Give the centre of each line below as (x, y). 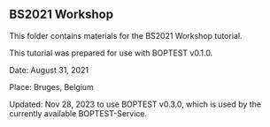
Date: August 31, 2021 (49, 70)
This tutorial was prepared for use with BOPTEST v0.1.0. (111, 53)
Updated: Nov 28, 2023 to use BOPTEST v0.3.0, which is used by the (135, 104)
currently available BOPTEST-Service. (78, 113)
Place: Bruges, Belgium (52, 86)
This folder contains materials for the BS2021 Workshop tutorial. (126, 35)
